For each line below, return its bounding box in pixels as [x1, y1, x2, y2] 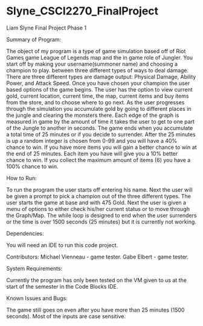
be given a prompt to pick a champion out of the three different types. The [6, 192, 192, 199]
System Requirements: [6, 265, 63, 272]
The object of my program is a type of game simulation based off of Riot [6, 47, 186, 55]
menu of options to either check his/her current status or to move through [6, 205, 190, 212]
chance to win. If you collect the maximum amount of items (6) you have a [6, 156, 191, 163]
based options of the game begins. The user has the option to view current [6, 86, 193, 93]
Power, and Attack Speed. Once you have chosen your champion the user [6, 80, 190, 87]
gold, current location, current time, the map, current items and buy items [6, 92, 189, 99]
